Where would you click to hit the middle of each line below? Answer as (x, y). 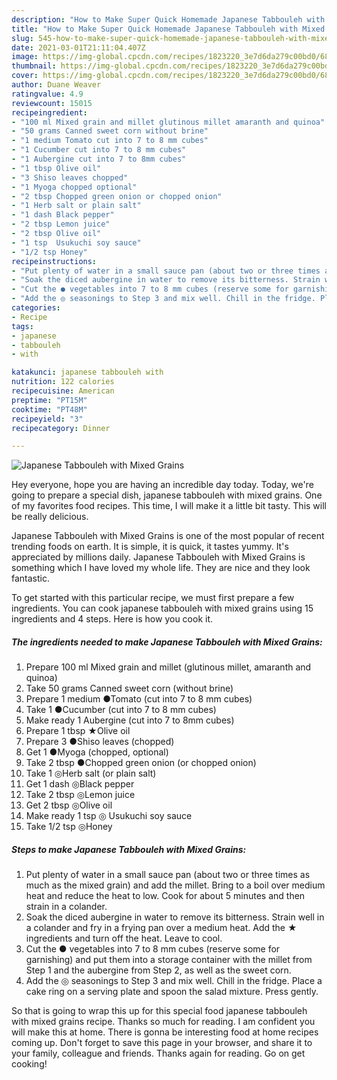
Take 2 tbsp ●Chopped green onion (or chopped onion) (141, 763)
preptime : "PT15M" (49, 400)
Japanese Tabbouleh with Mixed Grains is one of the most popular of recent (168, 536)
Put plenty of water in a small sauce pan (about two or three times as (168, 875)
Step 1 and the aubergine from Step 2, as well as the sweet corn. (158, 970)
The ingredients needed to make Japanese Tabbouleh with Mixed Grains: (167, 642)
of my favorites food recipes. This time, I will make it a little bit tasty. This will (169, 506)
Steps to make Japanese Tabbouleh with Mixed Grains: (129, 849)
